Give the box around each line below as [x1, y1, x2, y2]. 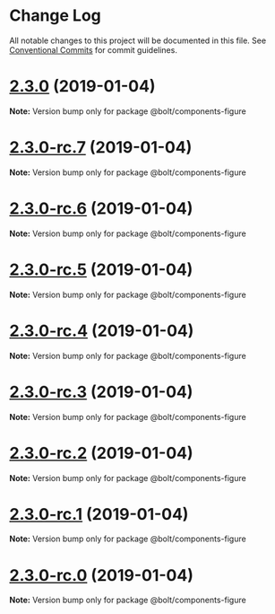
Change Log [9, 5, 101, 26]
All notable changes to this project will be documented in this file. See [9, 35, 267, 46]
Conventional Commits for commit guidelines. [9, 44, 177, 55]
